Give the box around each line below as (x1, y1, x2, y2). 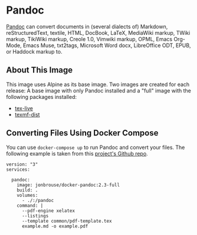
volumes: (17, 192, 38, 198)
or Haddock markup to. (6, 48, 63, 55)
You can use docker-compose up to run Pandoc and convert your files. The (6, 144, 185, 151)
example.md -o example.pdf (21, 223, 88, 229)
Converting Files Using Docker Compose (6, 128, 159, 138)
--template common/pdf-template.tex (21, 218, 112, 224)
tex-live (14, 104, 34, 112)
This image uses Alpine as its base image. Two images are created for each (6, 81, 190, 88)
